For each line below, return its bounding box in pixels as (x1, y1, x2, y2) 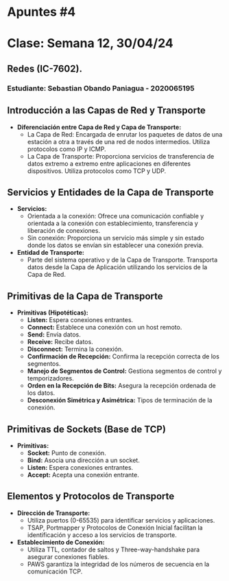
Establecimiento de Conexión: (16, 538, 105, 546)
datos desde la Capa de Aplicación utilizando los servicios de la (27, 263, 208, 271)
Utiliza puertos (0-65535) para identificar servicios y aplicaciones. (27, 516, 215, 524)
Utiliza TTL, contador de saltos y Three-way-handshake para (27, 545, 200, 554)
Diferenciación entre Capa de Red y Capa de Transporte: (16, 123, 182, 131)
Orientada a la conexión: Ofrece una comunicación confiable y (27, 212, 204, 220)
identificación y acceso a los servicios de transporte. (27, 530, 177, 539)
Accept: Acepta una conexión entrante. (27, 470, 139, 479)
